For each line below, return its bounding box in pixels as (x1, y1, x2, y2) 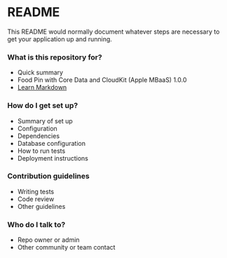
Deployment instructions (17, 154, 89, 162)
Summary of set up (17, 116, 74, 125)
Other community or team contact (17, 243, 116, 252)
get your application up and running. (7, 34, 112, 43)
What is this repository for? (7, 52, 103, 62)
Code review (17, 194, 55, 203)
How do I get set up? (7, 101, 78, 111)
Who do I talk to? (7, 219, 66, 229)
